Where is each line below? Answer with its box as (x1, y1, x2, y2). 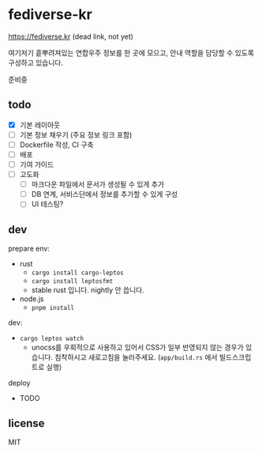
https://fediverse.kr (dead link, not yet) (8, 32, 134, 41)
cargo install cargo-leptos (31, 269, 124, 277)
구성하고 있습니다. (8, 58, 64, 67)
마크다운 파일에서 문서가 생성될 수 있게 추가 (31, 179, 164, 189)
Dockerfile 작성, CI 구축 (19, 140, 94, 149)
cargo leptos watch (19, 334, 84, 343)
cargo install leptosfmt (31, 277, 114, 285)
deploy (8, 378, 31, 388)
